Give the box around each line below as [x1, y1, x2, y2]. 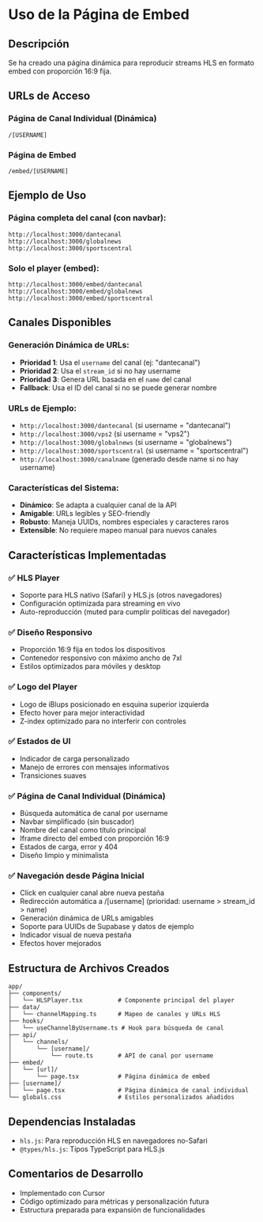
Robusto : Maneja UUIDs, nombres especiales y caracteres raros [19, 517, 229, 527]
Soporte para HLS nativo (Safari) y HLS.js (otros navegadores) [19, 590, 223, 599]
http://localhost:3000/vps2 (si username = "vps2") [19, 429, 190, 438]
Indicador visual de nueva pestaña [19, 930, 132, 939]
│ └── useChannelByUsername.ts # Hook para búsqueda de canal [8, 1024, 224, 1032]
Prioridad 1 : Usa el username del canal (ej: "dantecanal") [19, 358, 201, 367]
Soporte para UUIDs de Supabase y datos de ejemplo [19, 922, 194, 932]
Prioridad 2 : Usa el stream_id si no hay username [19, 366, 181, 375]
